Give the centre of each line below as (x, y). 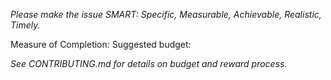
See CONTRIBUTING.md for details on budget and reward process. (149, 63)
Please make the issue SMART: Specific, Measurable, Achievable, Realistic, (166, 14)
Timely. (25, 25)
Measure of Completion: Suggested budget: (101, 44)
